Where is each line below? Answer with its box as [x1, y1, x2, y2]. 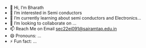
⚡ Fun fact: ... [9, 38, 37, 44]
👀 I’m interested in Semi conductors [9, 10, 82, 16]
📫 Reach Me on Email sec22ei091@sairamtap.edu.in [9, 26, 117, 31]
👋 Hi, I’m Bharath [9, 5, 44, 10]
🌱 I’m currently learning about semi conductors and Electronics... [9, 15, 142, 21]
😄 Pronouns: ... [9, 33, 42, 39]
